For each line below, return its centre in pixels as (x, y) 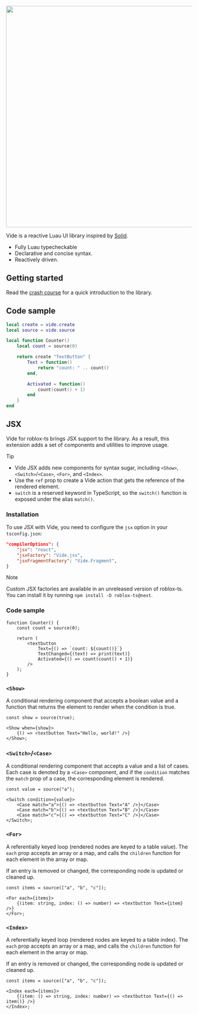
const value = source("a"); (41, 789)
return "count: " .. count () (73, 368)
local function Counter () (38, 341)
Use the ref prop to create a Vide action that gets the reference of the (100, 480)
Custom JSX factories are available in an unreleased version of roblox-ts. (95, 589)
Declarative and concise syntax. (54, 253)
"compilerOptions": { (33, 544)
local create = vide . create (41, 324)
